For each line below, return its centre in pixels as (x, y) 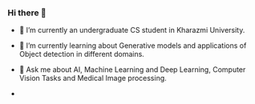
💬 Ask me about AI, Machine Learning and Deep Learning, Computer (132, 70)
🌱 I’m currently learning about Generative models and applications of (133, 46)
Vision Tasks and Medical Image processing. (93, 78)
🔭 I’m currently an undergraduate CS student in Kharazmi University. (132, 30)
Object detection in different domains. (82, 54)
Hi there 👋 (27, 13)
